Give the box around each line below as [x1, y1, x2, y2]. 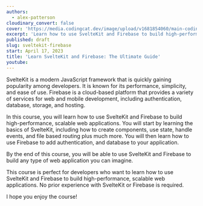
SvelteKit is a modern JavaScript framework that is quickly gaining [6, 76, 172, 83]
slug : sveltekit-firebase [6, 43, 71, 49]
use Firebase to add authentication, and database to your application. [6, 139, 179, 146]
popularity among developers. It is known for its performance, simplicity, [6, 82, 187, 89]
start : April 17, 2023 [6, 48, 63, 54]
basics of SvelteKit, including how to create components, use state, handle [6, 126, 193, 133]
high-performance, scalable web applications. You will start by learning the [6, 119, 193, 126]
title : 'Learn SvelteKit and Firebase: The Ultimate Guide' [6, 54, 161, 60]
